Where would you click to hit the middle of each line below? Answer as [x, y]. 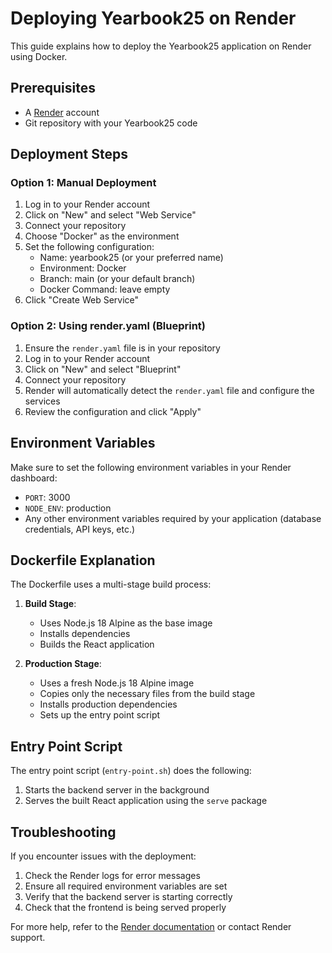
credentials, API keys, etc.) [80, 529]
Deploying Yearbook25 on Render [153, 18]
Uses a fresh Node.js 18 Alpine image [117, 683]
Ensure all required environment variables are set [126, 886]
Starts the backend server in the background [117, 790]
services [42, 401]
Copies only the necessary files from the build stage [147, 694]
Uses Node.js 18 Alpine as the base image [126, 623]
